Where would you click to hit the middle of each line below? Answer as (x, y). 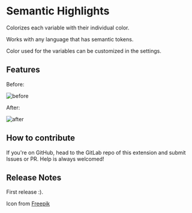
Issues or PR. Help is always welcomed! (55, 159)
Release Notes (34, 177)
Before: (15, 84)
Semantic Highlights (58, 11)
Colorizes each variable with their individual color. (68, 28)
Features (23, 70)
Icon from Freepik (28, 204)
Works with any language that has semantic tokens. (70, 39)
